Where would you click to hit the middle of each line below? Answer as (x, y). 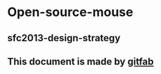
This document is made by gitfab (80, 61)
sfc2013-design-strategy (64, 38)
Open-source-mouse (70, 12)
